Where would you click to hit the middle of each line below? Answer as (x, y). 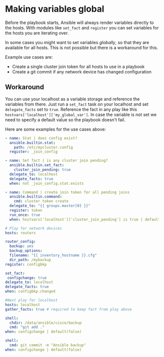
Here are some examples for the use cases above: (56, 129)
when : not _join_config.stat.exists (47, 183)
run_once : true (25, 215)
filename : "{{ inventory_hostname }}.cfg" (53, 255)
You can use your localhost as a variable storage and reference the (72, 99)
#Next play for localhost (31, 300)
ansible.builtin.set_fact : (37, 165)
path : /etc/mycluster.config (43, 147)
